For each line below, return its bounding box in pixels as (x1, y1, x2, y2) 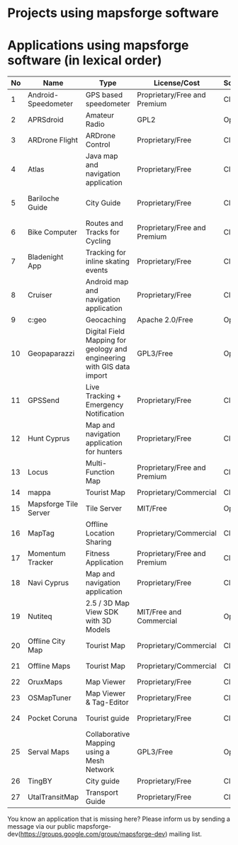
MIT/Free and (137, 607, 182, 617)
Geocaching (85, 315, 126, 325)
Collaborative (85, 730, 130, 739)
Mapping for (85, 335, 127, 345)
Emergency (85, 400, 124, 410)
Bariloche (28, 193, 59, 203)
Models (85, 625, 111, 635)
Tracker (28, 557, 54, 567)
